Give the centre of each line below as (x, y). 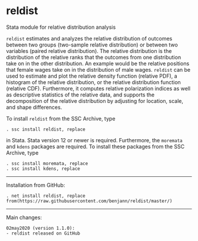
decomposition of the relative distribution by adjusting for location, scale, (95, 101)
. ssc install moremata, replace (47, 163)
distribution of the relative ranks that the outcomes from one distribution (94, 57)
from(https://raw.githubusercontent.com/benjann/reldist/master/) (89, 201)
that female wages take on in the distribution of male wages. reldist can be (98, 69)
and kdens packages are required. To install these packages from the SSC (95, 146)
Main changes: (24, 217)
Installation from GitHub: (36, 185)
